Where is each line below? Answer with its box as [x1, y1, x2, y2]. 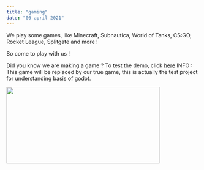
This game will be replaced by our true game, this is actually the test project [6, 68, 198, 75]
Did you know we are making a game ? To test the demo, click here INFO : [6, 62, 193, 69]
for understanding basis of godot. [6, 75, 91, 82]
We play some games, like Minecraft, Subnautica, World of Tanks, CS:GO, [6, 31, 192, 39]
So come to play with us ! [6, 50, 70, 57]
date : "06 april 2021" [6, 15, 64, 21]
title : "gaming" [6, 9, 48, 15]
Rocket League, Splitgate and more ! [6, 38, 98, 45]
